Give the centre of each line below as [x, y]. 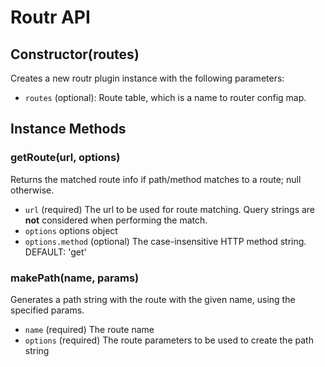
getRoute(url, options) [65, 158]
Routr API [50, 17]
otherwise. [32, 190]
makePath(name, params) [75, 278]
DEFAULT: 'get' [55, 252]
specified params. [47, 310]
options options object [71, 230]
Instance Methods [68, 129]
